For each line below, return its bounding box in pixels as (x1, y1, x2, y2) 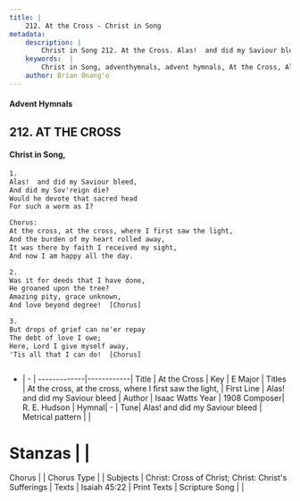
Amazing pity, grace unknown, (9, 292, 122, 301)
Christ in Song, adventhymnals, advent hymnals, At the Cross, (41, 63, 281, 72)
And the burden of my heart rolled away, (9, 235, 166, 244)
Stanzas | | (9, 443, 91, 464)
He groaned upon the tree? (9, 284, 110, 293)
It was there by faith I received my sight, (9, 242, 178, 252)
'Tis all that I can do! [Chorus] (9, 349, 142, 359)
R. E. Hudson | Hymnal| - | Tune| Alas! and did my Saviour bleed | (21, 402, 262, 413)
